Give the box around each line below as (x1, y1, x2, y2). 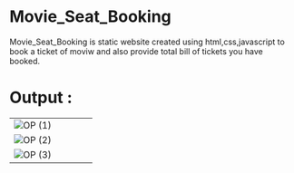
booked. (9, 55, 41, 66)
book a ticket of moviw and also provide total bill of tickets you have (9, 45, 263, 56)
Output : (9, 88, 73, 108)
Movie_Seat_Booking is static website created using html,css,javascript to (9, 36, 286, 47)
